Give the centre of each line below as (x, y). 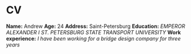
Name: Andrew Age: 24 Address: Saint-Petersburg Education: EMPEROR (95, 26)
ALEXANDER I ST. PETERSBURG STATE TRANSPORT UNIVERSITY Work (93, 32)
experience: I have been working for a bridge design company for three (93, 38)
